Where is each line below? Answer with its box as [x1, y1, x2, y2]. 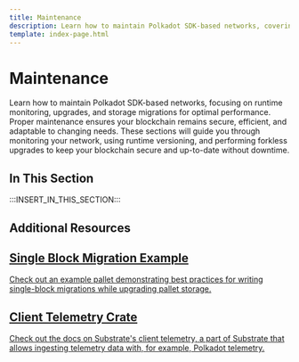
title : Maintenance [9, 12, 82, 22]
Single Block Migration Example [9, 251, 189, 266]
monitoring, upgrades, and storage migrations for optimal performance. [9, 107, 271, 118]
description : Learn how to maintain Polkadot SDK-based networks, [9, 21, 261, 30]
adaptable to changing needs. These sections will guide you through [9, 126, 261, 136]
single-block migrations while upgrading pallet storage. [9, 284, 212, 294]
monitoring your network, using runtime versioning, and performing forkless [9, 136, 287, 146]
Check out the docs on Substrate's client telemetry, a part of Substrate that [9, 333, 285, 344]
